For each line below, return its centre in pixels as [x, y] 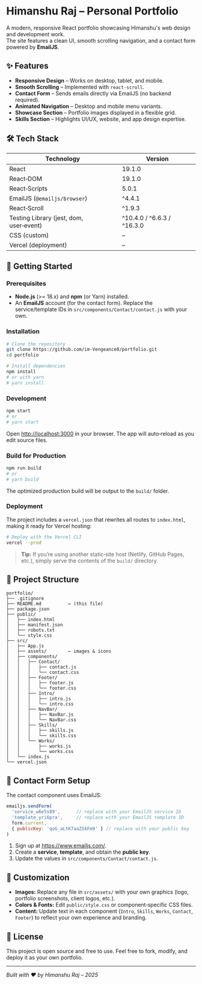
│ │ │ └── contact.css [43, 673]
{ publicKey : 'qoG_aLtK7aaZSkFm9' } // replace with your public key [100, 828]
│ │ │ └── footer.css [41, 689]
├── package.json [28, 609]
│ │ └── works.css [40, 752]
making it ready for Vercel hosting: [49, 526]
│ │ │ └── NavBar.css [41, 720]
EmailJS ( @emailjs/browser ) [48, 198]
